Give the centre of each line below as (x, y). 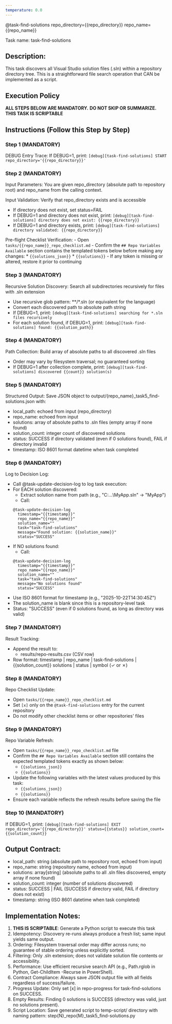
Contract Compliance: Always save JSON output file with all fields (82, 978)
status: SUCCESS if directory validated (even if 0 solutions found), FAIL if (90, 439)
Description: (26, 56)
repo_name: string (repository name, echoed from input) (72, 867)
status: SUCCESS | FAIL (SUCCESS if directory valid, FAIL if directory (86, 889)
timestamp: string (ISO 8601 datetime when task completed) (76, 900)
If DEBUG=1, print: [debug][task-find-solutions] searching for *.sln (88, 313)
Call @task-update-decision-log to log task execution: (70, 484)
